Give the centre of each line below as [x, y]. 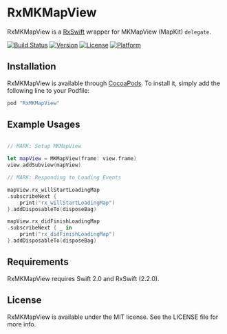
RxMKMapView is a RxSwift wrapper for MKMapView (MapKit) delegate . [109, 32]
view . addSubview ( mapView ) [44, 165]
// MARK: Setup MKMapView [44, 146]
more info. [22, 324]
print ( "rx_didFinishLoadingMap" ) [67, 234]
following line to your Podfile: [48, 90]
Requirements [38, 262]
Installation [32, 67]
